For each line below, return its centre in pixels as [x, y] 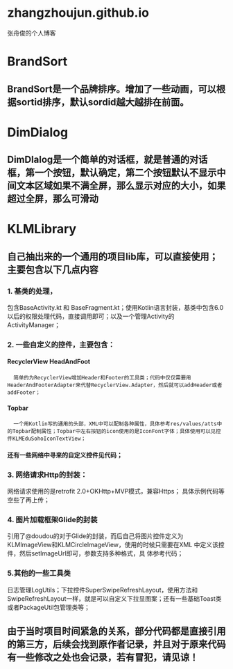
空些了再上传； [28, 500]
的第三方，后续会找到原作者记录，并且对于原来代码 [116, 644]
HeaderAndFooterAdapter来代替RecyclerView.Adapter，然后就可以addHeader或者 [115, 385]
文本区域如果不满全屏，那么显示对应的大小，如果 [121, 186]
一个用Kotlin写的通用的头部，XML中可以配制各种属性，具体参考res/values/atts [115, 424]
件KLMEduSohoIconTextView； [47, 439]
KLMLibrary [42, 229]
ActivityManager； [34, 324]
